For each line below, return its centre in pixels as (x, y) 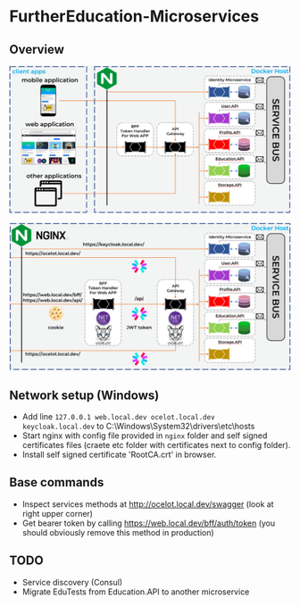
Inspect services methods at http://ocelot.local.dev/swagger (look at (148, 504)
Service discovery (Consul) (72, 582)
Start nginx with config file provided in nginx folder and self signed (145, 436)
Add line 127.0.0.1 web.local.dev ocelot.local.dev (119, 416)
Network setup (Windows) (84, 395)
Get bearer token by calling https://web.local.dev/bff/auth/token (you (149, 523)
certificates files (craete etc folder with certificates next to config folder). (156, 444)
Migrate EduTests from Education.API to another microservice (136, 592)
